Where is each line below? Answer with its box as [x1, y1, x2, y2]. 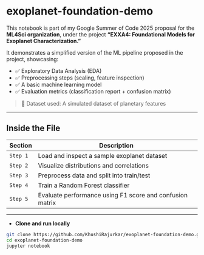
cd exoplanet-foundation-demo [6, 237, 83, 243]
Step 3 [9, 172, 29, 178]
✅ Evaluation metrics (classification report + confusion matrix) [15, 87, 171, 95]
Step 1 [9, 152, 29, 159]
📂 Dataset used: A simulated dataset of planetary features [21, 100, 166, 107]
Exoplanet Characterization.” [6, 37, 81, 44]
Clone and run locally [15, 220, 70, 227]
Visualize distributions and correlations [38, 161, 149, 169]
